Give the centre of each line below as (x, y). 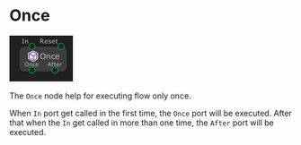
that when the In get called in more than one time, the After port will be (142, 123)
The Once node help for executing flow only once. (100, 96)
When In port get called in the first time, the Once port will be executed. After (150, 113)
